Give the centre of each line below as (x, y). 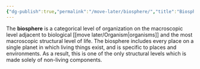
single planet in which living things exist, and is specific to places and (91, 47)
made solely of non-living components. (54, 60)
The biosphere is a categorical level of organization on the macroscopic (95, 28)
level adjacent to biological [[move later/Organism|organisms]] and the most (99, 34)
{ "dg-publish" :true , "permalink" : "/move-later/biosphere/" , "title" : (92, 11)
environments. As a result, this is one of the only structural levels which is (96, 53)
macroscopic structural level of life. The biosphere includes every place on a (100, 41)
